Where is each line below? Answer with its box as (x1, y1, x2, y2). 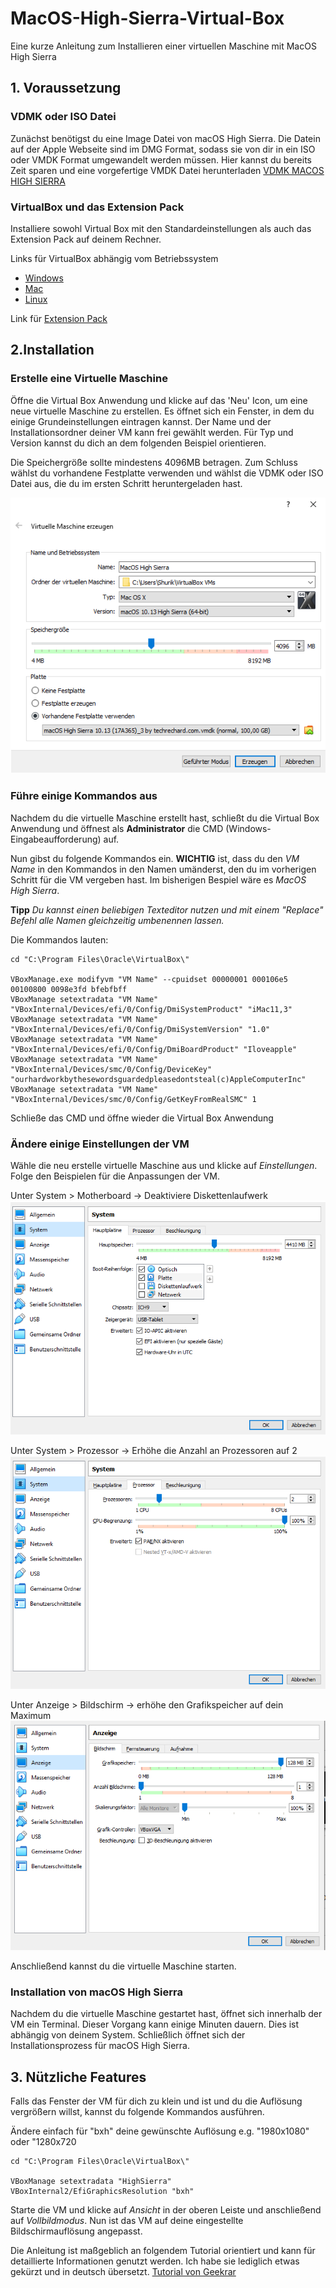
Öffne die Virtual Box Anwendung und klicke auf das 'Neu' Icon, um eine (10, 394, 308, 406)
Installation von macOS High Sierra (10, 1985, 183, 1999)
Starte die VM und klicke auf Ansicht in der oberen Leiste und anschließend (10, 2204, 322, 2216)
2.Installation (10, 342, 95, 359)
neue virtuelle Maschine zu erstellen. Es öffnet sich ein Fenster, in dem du (10, 405, 315, 417)
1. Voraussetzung (10, 80, 122, 97)
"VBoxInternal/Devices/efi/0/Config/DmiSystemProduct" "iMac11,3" (10, 1004, 293, 1014)
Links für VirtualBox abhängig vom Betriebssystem (10, 252, 219, 264)
